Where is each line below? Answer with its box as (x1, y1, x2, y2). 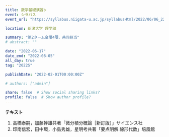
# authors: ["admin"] (5, 81, 51, 86)
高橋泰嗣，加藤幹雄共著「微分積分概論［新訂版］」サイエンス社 (12, 120, 143, 126)
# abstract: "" (5, 40, 37, 45)
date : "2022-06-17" (5, 49, 46, 54)
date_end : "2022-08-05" (5, 53, 55, 58)
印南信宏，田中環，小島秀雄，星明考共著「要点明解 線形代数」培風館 (12, 126, 155, 132)
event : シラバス (5, 12, 36, 17)
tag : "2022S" (5, 62, 33, 68)
